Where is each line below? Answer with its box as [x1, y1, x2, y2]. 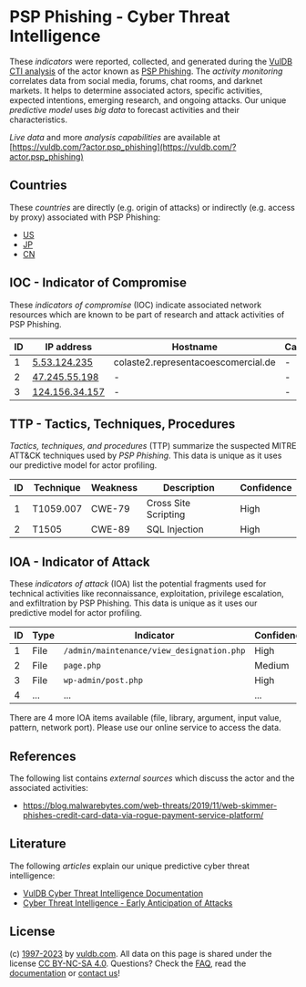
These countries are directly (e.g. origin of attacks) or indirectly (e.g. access [9, 202, 296, 213]
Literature [9, 836, 66, 852]
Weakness [90, 482, 138, 494]
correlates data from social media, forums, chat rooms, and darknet [9, 75, 263, 86]
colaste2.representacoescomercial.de [113, 356, 276, 369]
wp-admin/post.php [63, 675, 144, 686]
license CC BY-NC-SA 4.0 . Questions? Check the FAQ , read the [9, 958, 247, 969]
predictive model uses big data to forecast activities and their [9, 104, 240, 115]
